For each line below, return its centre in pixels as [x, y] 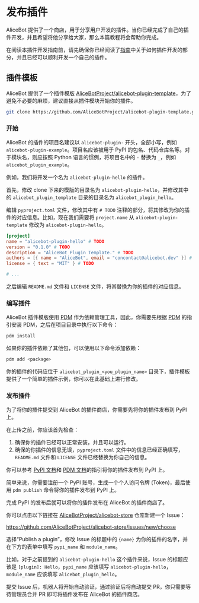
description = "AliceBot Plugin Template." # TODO [70, 252]
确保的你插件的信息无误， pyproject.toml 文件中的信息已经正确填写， [99, 450]
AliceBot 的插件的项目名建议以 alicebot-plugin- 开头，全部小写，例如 [92, 142]
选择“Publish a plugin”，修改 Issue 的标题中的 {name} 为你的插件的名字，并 [97, 539]
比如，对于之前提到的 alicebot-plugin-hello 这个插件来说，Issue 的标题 [95, 560]
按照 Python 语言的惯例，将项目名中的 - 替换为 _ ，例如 [109, 157]
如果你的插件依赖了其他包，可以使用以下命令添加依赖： [73, 348]
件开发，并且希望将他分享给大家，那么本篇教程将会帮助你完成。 [84, 37]
